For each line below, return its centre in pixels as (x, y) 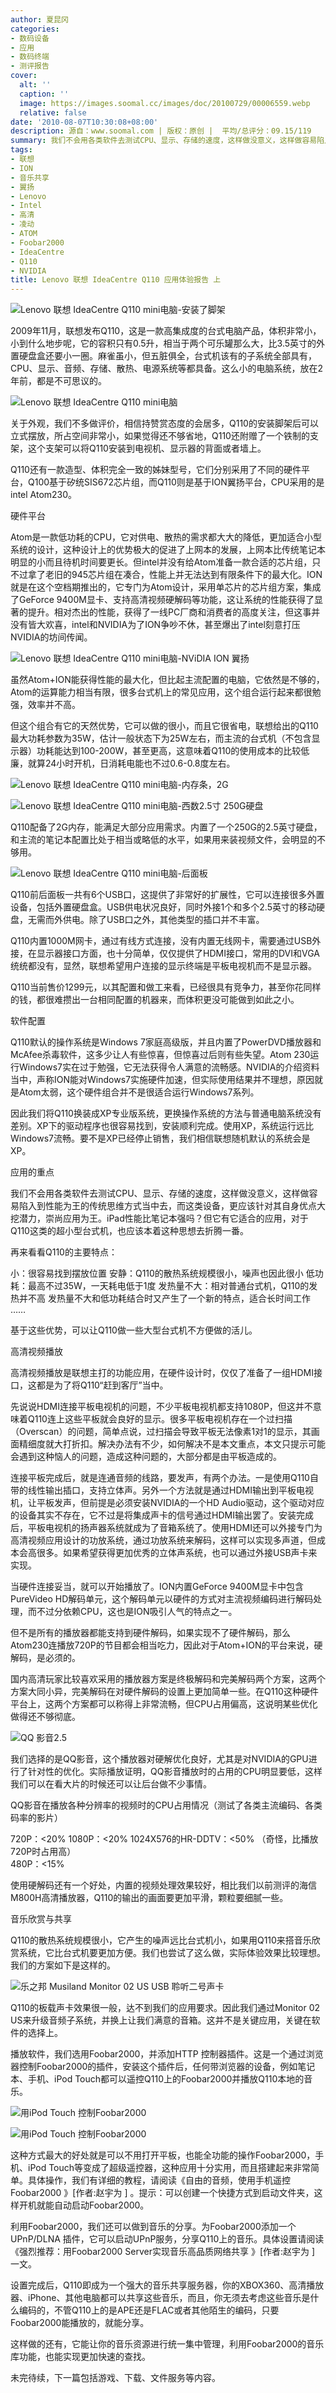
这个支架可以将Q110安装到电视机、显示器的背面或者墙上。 (147, 448)
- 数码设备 (30, 38)
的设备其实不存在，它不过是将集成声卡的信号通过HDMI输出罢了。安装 (153, 1515)
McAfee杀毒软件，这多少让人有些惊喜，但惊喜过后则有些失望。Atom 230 (160, 1055)
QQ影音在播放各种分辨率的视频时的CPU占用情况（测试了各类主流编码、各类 (166, 1805)
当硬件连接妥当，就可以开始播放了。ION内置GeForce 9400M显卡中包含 (157, 1587)
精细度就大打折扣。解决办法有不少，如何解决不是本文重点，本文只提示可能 (172, 1444)
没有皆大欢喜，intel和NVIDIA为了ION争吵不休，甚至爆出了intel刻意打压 (155, 625)
